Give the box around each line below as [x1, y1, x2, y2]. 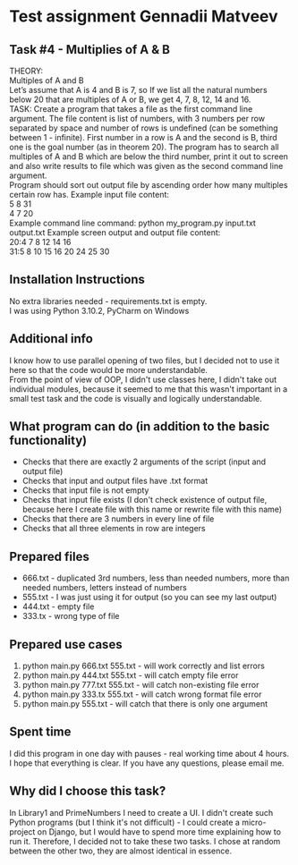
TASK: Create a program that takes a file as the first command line [9, 104, 253, 114]
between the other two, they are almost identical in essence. [9, 845, 233, 856]
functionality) [9, 433, 88, 448]
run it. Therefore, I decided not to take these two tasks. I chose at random [9, 835, 281, 846]
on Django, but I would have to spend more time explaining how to [37, 826, 282, 837]
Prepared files [9, 548, 89, 564]
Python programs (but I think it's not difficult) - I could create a [9, 817, 240, 827]
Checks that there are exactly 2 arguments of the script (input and [21, 456, 267, 467]
